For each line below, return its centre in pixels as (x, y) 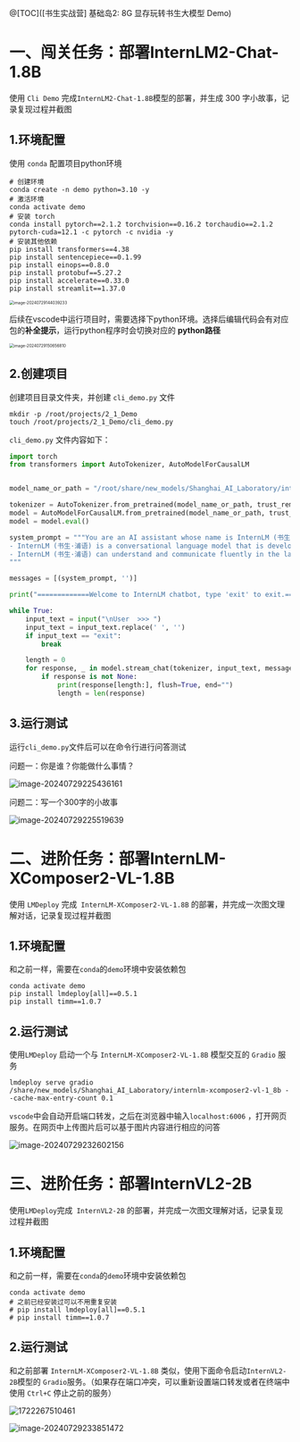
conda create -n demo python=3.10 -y (79, 189)
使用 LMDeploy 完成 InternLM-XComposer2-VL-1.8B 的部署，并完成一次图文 (143, 904)
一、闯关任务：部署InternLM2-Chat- (144, 53)
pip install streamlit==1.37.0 (67, 289)
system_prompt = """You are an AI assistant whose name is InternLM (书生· (152, 537)
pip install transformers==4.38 (69, 249)
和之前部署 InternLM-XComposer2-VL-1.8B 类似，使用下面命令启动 (128, 1371)
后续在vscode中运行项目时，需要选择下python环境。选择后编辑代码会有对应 (149, 319)
